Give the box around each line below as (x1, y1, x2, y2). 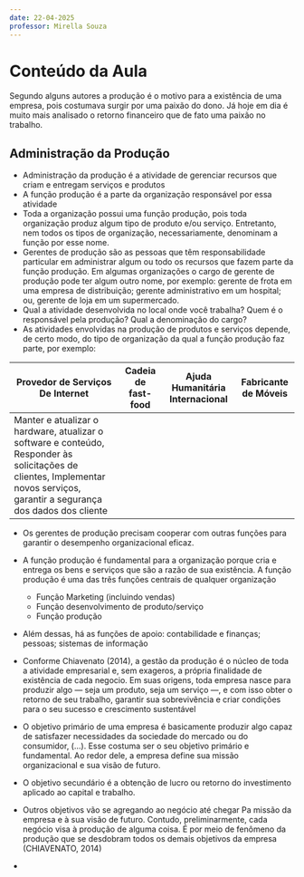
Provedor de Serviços (16, 376, 112, 389)
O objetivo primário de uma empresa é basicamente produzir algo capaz (22, 721, 293, 732)
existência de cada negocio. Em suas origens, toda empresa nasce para (22, 675, 291, 686)
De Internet (39, 387, 89, 400)
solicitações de (14, 459, 79, 472)
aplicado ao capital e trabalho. (22, 787, 136, 798)
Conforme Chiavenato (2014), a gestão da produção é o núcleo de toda (22, 656, 290, 667)
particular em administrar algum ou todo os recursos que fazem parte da (22, 256, 294, 267)
